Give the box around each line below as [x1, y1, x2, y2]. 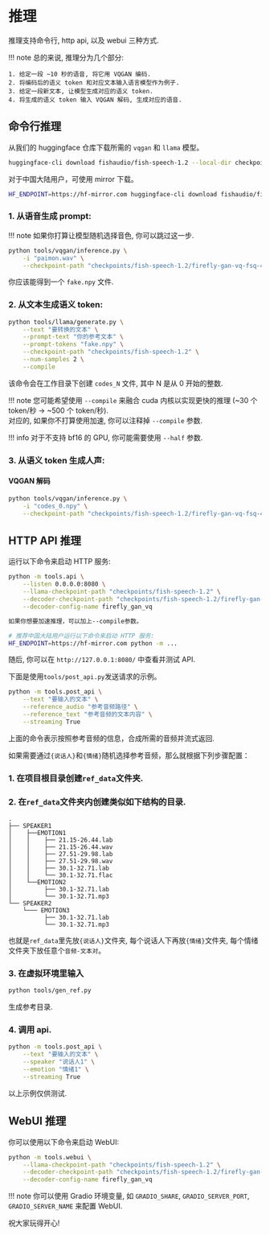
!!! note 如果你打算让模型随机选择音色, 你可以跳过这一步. [8, 230, 194, 240]
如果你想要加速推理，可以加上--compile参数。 [8, 617, 143, 625]
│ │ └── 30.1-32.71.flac [8, 871, 113, 879]
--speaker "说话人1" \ [22, 1058, 95, 1066]
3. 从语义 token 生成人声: [8, 455, 105, 466]
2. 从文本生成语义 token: [8, 299, 103, 311]
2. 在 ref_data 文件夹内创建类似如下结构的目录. [8, 796, 186, 807]
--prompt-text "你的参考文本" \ [22, 333, 124, 341]
